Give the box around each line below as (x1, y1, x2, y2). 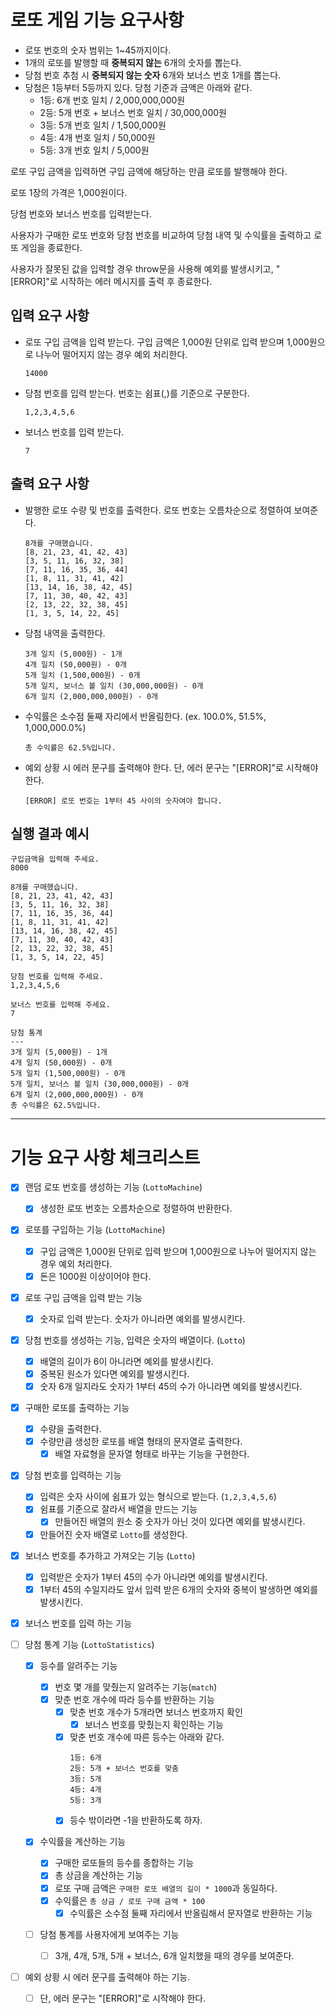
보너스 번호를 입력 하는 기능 (24, 1617, 133, 1629)
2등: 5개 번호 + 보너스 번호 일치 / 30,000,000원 (39, 106, 227, 118)
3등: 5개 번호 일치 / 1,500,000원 (39, 119, 167, 131)
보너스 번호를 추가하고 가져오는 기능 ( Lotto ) (24, 1549, 196, 1561)
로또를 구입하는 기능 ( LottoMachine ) (24, 1224, 166, 1236)
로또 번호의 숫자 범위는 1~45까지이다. (24, 44, 172, 56)
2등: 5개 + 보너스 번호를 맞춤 (69, 1764, 180, 1774)
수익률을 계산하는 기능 (39, 1836, 127, 1848)
